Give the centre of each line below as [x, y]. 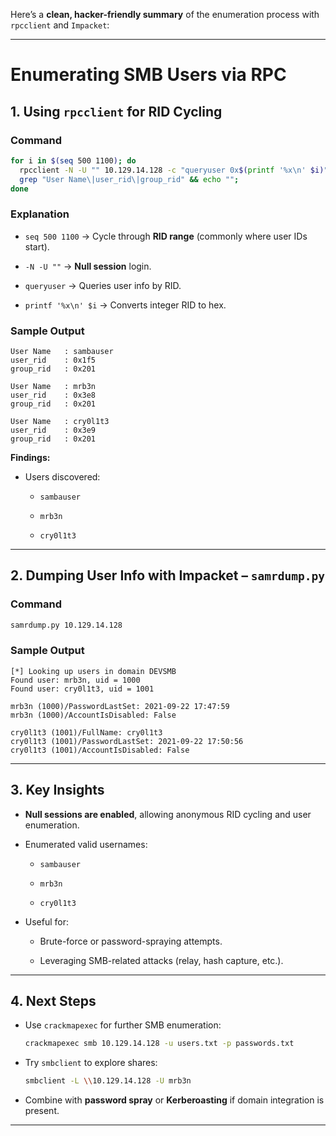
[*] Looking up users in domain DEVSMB [93, 671]
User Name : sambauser [62, 351]
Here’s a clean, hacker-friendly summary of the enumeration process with [165, 14]
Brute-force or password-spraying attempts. [131, 941]
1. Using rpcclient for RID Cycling [116, 111]
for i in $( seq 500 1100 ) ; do [73, 160]
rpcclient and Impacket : [60, 25]
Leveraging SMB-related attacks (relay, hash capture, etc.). [161, 960]
